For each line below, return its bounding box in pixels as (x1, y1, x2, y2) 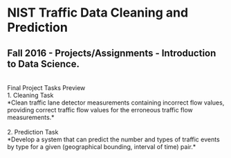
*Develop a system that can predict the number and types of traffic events (7, 135, 220, 143)
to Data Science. (7, 58, 80, 70)
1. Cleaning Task (7, 91, 54, 99)
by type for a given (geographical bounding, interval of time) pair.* (7, 143, 196, 150)
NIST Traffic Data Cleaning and (7, 5, 189, 21)
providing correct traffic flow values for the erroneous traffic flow (7, 106, 194, 114)
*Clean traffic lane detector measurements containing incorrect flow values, (7, 98, 225, 107)
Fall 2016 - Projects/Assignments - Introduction (7, 47, 216, 59)
